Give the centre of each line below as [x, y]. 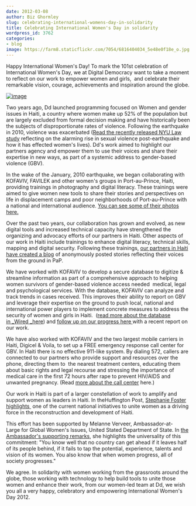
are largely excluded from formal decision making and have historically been [98, 120]
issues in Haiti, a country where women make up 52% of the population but [97, 113]
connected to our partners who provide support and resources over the [92, 358]
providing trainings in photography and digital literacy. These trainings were [97, 187]
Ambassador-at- [153, 424]
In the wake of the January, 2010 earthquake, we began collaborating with [96, 174]
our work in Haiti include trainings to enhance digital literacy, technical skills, [98, 242]
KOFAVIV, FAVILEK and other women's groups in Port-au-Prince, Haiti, [90, 181]
